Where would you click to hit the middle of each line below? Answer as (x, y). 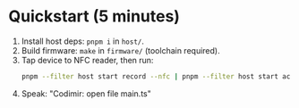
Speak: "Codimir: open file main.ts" (86, 93)
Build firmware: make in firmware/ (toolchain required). (120, 50)
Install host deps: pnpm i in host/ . (83, 41)
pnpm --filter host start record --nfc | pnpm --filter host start (150, 76)
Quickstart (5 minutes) (94, 17)
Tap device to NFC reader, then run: (87, 60)
